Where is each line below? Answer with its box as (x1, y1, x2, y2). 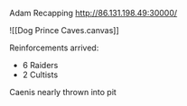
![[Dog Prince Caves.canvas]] (9, 25, 119, 35)
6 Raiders (22, 60, 59, 70)
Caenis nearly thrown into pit (9, 87, 117, 97)
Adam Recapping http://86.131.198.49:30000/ (9, 8, 178, 18)
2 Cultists (22, 69, 59, 80)
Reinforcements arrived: (9, 42, 99, 53)
